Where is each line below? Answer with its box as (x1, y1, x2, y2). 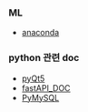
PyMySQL (21, 92, 60, 103)
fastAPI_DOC (21, 82, 71, 93)
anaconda (21, 27, 60, 38)
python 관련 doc (8, 52, 80, 65)
